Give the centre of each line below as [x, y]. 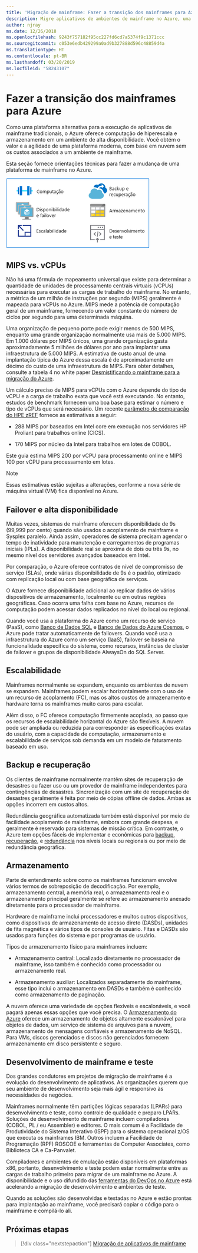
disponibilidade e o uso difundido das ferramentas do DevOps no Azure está [99, 1180]
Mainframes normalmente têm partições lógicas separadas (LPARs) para [94, 1107]
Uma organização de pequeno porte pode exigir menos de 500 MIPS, [90, 329]
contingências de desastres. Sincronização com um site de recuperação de [98, 792]
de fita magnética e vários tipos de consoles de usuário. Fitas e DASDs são [97, 929]
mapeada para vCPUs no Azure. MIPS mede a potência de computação [93, 304]
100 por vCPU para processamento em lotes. [60, 462]
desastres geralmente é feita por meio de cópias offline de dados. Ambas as [99, 798]
